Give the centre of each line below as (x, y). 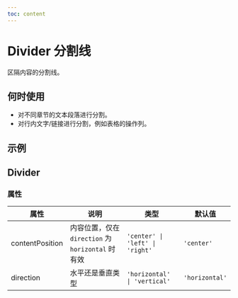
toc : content (27, 14)
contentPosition (37, 243)
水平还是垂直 (91, 273)
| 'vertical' (148, 281)
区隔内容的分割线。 (35, 72)
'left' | (141, 243)
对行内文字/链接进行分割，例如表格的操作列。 (84, 124)
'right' (139, 251)
